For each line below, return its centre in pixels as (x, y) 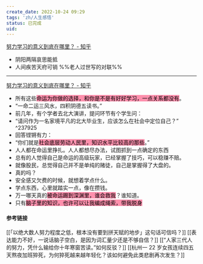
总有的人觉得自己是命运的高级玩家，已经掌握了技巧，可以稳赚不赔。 (100, 158)
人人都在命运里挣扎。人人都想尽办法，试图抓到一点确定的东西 (92, 150)
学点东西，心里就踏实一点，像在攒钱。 (63, 188)
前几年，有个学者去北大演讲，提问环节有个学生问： (79, 114)
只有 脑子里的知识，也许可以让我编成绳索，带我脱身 (79, 203)
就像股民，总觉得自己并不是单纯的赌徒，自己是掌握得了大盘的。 (94, 165)
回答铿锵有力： (34, 135)
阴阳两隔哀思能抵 (36, 60)
